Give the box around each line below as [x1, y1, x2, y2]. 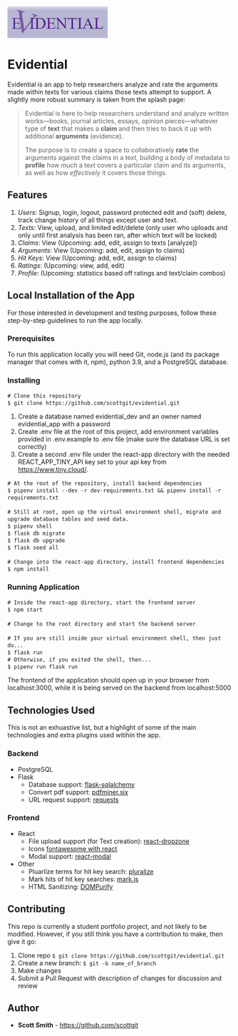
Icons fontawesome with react [28, 844, 118, 853]
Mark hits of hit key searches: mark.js [28, 875, 139, 883]
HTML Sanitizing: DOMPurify [28, 882, 113, 891]
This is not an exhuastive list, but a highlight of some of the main [7, 723, 197, 732]
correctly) [17, 443, 47, 451]
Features [7, 189, 48, 201]
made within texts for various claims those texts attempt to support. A [7, 87, 212, 96]
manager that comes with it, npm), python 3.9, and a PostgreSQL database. [7, 357, 229, 366]
